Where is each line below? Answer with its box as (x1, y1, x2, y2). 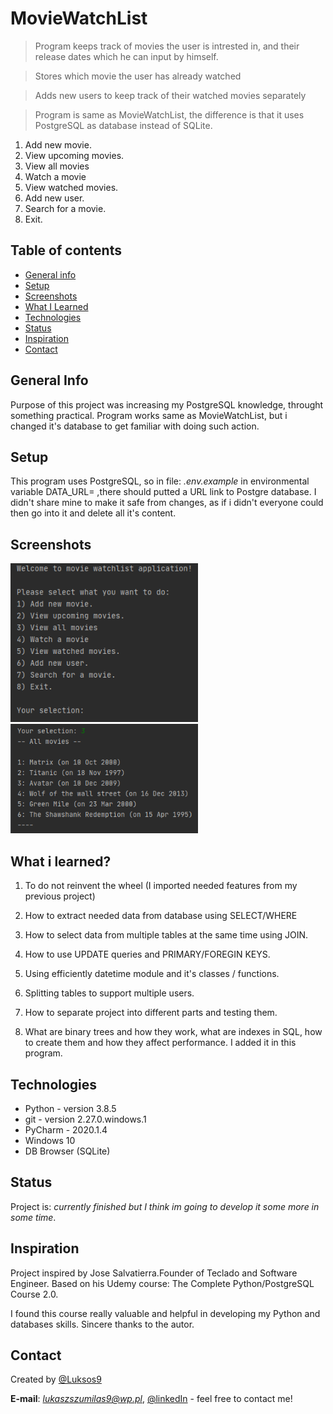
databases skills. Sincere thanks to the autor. (10, 1318, 195, 1330)
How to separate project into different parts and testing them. (24, 1007, 278, 1019)
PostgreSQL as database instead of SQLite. (34, 119, 213, 131)
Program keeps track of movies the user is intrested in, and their (34, 40, 300, 52)
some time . (10, 1211, 57, 1223)
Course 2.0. (10, 1288, 59, 1300)
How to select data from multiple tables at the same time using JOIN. (24, 929, 309, 941)
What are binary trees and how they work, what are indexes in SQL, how (24, 1026, 323, 1038)
